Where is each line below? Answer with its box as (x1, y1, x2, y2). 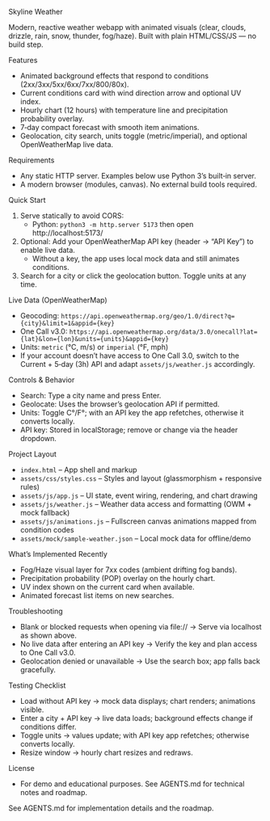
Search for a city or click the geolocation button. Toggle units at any (19, 271, 247, 280)
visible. (19, 705, 44, 714)
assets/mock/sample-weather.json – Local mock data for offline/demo (19, 533, 251, 543)
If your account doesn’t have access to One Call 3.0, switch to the (19, 351, 240, 360)
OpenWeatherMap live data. (19, 140, 114, 149)
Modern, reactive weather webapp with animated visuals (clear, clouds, (8, 23, 247, 32)
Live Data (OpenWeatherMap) (8, 295, 108, 305)
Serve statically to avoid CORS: (19, 211, 124, 221)
